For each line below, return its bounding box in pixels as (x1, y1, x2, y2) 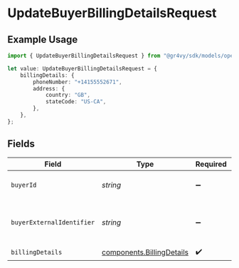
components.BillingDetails (102, 247, 189, 257)
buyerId (11, 180, 37, 189)
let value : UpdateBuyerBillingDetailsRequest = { (7, 65, 158, 72)
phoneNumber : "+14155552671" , (33, 78, 122, 86)
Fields (7, 138, 36, 150)
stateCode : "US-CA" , (45, 98, 107, 105)
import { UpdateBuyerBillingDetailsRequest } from (7, 52, 161, 59)
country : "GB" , (45, 91, 91, 99)
